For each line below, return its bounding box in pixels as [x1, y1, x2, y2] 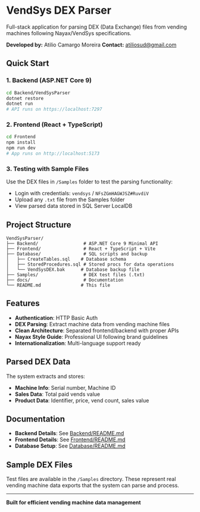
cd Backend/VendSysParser [6, 90, 70, 96]
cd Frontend [6, 134, 36, 140]
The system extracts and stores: [6, 373, 85, 380]
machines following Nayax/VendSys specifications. [6, 29, 132, 36]
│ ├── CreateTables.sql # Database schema [6, 257, 127, 263]
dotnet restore [6, 95, 44, 101]
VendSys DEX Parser [6, 4, 112, 17]
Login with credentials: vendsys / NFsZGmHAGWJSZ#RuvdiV [14, 190, 149, 197]
